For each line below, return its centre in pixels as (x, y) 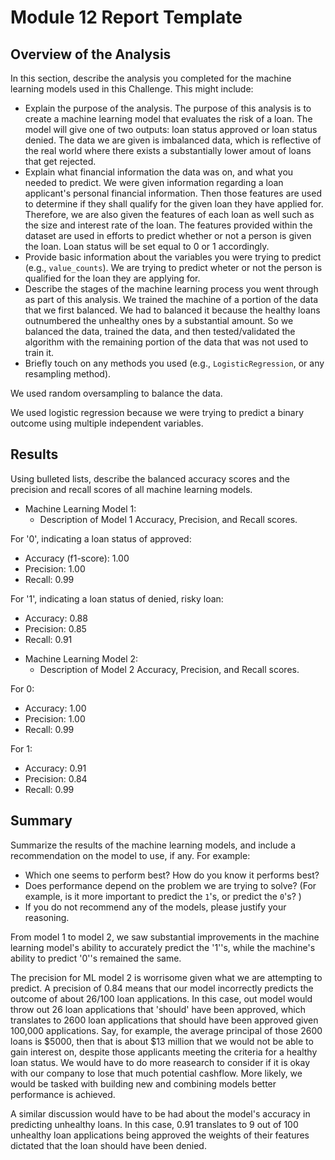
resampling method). (68, 374)
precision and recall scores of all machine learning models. (131, 489)
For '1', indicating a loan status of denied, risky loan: (117, 598)
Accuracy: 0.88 (56, 618)
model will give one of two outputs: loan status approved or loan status (171, 129)
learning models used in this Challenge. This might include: (132, 89)
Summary (41, 821)
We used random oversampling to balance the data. (116, 393)
